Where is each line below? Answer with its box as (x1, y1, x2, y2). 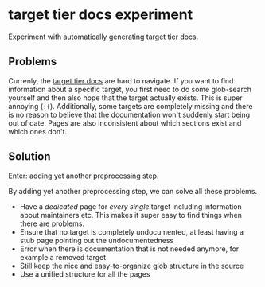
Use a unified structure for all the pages (19, 269, 150, 279)
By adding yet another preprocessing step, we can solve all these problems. (8, 186, 257, 196)
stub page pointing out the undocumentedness (19, 235, 174, 245)
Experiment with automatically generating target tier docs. (8, 32, 199, 41)
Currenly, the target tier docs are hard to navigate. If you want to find (8, 76, 234, 85)
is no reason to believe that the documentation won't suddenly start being (8, 110, 251, 119)
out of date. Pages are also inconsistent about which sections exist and (8, 118, 242, 128)
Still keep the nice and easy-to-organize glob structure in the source (19, 261, 244, 270)
